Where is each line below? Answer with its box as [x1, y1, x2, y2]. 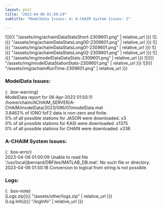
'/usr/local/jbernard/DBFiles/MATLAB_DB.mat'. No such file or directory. [5, 159, 151, 165]
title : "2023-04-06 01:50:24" [5, 12, 67, 17]
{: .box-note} [5, 188, 31, 194]
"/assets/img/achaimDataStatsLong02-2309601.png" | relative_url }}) [11, 50, 152, 56]
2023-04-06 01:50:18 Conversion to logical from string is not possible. [5, 164, 148, 170]
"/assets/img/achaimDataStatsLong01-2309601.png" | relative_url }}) [11, 45, 151, 51]
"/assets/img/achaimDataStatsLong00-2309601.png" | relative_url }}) [11, 39, 152, 45]
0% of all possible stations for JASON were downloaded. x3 [5, 115, 126, 121]
